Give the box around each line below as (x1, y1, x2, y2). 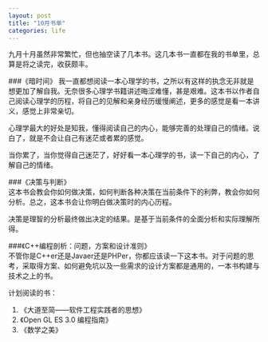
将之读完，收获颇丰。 (22, 59, 93, 69)
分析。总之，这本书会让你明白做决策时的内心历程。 (8, 197, 176, 207)
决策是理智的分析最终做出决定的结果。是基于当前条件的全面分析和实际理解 (8, 214, 253, 224)
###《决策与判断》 (8, 177, 71, 187)
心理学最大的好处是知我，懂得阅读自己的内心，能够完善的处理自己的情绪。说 (8, 123, 260, 133)
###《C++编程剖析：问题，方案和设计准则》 (8, 241, 152, 251)
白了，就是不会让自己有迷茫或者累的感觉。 (8, 133, 148, 143)
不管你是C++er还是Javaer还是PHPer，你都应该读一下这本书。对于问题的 (8, 251, 247, 260)
